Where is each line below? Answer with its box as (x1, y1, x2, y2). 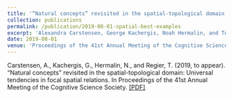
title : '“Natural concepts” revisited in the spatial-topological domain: (7, 10, 228, 17)
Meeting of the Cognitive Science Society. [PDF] (7, 84, 146, 91)
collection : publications (7, 17, 82, 23)
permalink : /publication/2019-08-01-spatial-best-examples (7, 23, 182, 30)
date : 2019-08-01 (7, 36, 58, 43)
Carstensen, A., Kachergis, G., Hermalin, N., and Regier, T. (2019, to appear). (7, 61, 225, 69)
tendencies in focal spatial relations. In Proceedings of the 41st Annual (7, 76, 208, 84)
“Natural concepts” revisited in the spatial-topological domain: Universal (7, 68, 214, 77)
